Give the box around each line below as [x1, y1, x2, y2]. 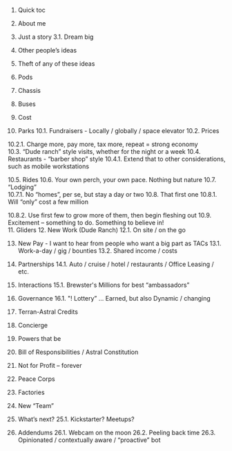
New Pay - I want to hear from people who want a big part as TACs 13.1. [17, 239, 222, 247]
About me [17, 19, 46, 27]
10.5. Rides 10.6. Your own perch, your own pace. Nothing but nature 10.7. [8, 176, 217, 184]
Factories [17, 388, 45, 396]
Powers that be [17, 335, 61, 342]
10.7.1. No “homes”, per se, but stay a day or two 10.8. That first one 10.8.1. [8, 191, 217, 198]
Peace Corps [17, 375, 55, 383]
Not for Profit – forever [17, 362, 82, 369]
